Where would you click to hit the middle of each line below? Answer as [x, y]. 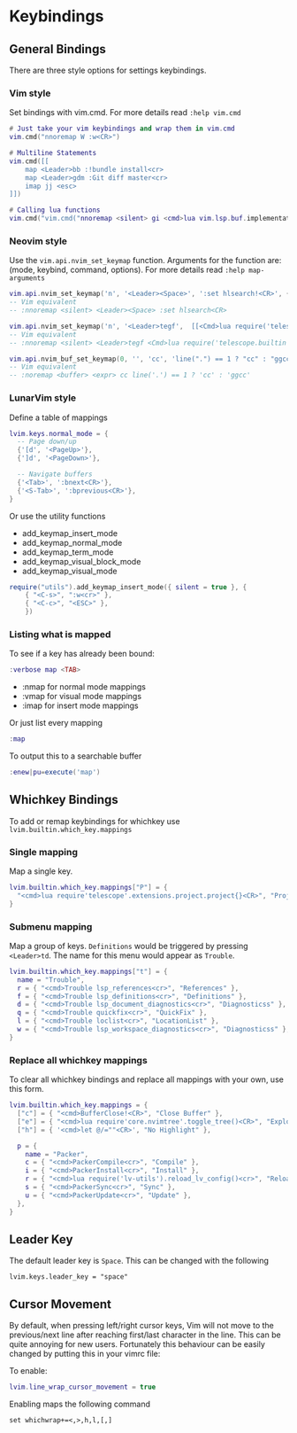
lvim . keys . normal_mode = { [59, 433]
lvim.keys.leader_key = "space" [69, 1277]
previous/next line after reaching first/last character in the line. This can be [145, 1335]
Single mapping [43, 852]
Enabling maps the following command [80, 1404]
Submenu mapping [51, 926]
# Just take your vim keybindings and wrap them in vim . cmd [122, 129]
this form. [27, 1089]
